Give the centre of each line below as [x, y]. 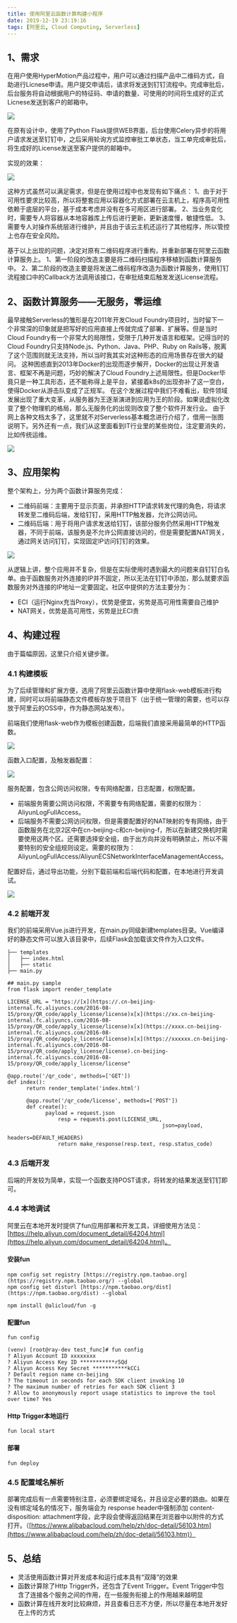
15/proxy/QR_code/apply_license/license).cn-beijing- [88, 1051]
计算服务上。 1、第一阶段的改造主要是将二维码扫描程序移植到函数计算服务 [115, 259]
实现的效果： [26, 163]
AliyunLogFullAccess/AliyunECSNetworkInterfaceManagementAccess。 [122, 856]
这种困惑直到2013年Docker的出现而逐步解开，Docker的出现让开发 [117, 364]
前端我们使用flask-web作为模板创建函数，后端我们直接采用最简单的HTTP [114, 723]
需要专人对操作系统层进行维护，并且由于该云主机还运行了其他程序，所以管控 [119, 227]
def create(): [47, 1107]
